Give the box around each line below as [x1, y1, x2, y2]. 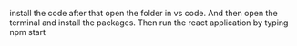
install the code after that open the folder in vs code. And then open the [9, 8, 278, 18]
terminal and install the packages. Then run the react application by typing [9, 17, 289, 28]
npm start [9, 27, 46, 37]
